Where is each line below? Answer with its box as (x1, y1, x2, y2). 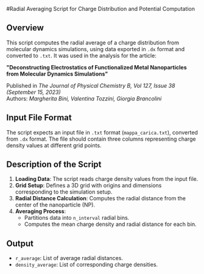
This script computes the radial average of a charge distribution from (6, 39, 180, 46)
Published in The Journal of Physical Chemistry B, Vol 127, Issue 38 (6, 82, 175, 89)
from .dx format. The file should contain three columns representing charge (6, 135, 196, 142)
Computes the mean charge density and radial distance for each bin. (24, 220, 197, 228)
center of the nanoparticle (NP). (15, 201, 96, 209)
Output (6, 238, 33, 248)
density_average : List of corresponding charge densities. (15, 261, 158, 269)
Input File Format (6, 113, 72, 123)
